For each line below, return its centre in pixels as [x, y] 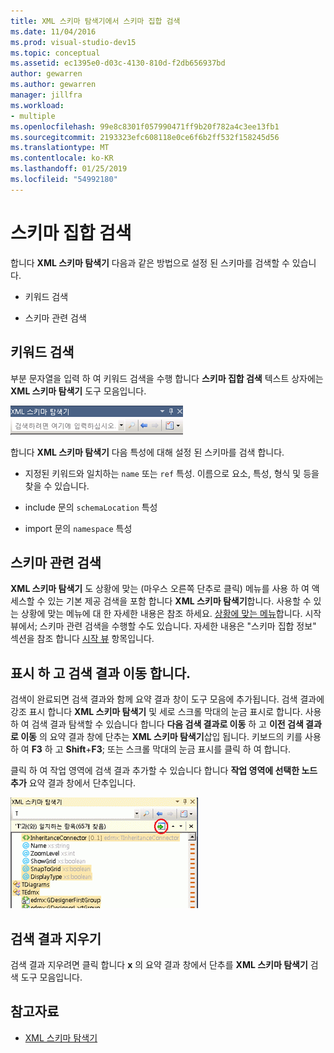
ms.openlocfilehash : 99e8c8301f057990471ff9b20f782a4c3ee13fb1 [145, 126]
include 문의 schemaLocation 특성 [91, 507]
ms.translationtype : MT [60, 148]
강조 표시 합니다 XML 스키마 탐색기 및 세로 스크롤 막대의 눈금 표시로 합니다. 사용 [166, 712]
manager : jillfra [46, 95]
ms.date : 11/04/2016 [53, 31]
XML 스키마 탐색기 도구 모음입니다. [78, 391]
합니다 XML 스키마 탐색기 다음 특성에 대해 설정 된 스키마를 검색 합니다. [147, 452]
